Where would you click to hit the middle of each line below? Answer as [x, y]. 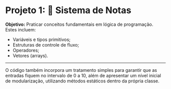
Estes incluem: [21, 29]
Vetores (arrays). [30, 56]
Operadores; [26, 50]
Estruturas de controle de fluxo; [46, 45]
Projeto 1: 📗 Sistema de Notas [68, 10]
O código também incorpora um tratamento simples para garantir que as [81, 70]
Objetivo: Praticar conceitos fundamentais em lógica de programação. [79, 24]
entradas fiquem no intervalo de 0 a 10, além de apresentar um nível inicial [83, 75]
